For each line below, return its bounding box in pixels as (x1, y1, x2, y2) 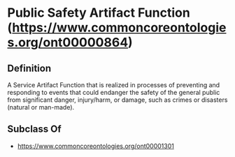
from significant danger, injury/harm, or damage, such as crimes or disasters (7, 96, 228, 104)
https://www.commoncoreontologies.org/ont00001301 (17, 142, 175, 150)
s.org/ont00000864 (7, 35, 129, 50)
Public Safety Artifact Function (7, 5, 190, 21)
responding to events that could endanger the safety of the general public (7, 89, 220, 96)
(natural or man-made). (7, 103, 75, 111)
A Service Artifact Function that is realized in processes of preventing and (7, 81, 220, 89)
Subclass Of (7, 124, 62, 135)
